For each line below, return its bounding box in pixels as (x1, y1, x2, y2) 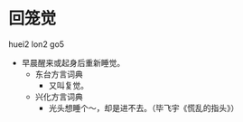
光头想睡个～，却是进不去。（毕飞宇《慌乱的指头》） (48, 102, 239, 113)
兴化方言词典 (34, 91, 83, 102)
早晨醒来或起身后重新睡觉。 (21, 57, 126, 68)
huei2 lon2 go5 (8, 38, 65, 50)
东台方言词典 (34, 69, 83, 80)
